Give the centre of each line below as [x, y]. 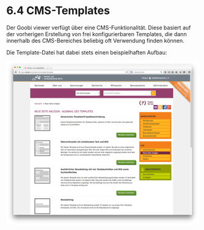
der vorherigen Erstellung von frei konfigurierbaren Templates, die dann [97, 34]
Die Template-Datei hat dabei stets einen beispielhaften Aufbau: [87, 52]
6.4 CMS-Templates [58, 11]
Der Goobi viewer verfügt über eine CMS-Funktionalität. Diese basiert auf [99, 28]
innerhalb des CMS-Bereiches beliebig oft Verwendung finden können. [95, 40]
